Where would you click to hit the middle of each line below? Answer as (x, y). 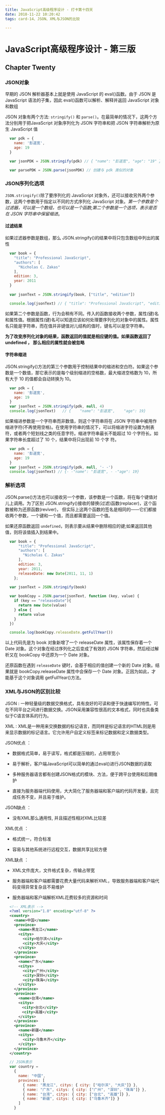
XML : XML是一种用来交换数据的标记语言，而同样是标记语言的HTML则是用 (81, 726)
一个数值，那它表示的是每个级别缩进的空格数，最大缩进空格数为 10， (83, 372)
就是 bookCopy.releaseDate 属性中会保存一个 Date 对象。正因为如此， (80, 672)
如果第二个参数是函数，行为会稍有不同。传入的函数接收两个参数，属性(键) (80, 313)
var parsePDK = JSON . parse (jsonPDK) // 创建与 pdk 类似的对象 (71, 170)
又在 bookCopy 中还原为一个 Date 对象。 (51, 655)
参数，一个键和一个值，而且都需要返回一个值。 (65, 515)
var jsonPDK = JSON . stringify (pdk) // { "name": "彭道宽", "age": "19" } (85, 161)
